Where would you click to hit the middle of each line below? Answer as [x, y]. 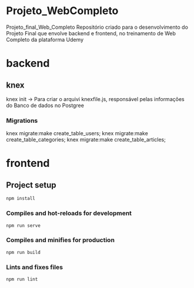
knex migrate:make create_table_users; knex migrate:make [77, 133]
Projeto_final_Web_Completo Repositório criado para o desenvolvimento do [97, 27]
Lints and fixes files [35, 267]
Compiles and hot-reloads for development [69, 213]
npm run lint [22, 279]
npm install [21, 199]
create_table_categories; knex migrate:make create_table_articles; [86, 140]
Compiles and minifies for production [60, 240]
